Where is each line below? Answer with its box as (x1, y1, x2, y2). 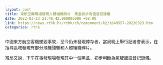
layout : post (5, 7, 32, 12)
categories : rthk (5, 25, 40, 30)
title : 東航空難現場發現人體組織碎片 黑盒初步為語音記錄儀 (5, 12, 111, 16)
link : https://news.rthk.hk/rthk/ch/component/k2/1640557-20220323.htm (5, 20, 153, 26)
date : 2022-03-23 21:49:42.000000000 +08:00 (5, 16, 97, 21)
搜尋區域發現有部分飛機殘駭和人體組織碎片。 (5, 45, 95, 51)
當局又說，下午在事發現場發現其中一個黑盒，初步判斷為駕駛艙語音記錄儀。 (5, 55, 154, 61)
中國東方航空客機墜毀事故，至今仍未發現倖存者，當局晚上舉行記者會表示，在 (5, 39, 158, 45)
